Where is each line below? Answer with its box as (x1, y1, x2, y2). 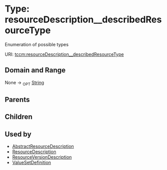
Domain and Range (5, 66, 66, 75)
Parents (5, 95, 30, 104)
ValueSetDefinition (12, 159, 51, 165)
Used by (5, 130, 31, 139)
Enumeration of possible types (5, 41, 69, 47)
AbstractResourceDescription (12, 143, 74, 150)
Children (5, 113, 32, 121)
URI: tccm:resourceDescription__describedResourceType (5, 51, 124, 57)
